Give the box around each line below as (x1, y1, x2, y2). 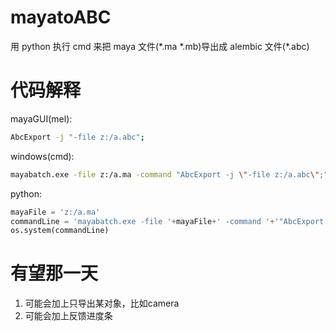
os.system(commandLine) (10, 226, 110, 236)
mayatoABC (10, 6, 112, 29)
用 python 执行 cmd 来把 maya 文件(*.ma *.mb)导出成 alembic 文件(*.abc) (10, 40, 310, 52)
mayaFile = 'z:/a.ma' (10, 207, 101, 217)
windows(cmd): (10, 150, 75, 162)
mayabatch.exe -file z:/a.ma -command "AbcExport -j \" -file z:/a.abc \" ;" (10, 169, 329, 180)
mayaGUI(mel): (10, 112, 73, 125)
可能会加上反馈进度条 (24, 310, 113, 322)
